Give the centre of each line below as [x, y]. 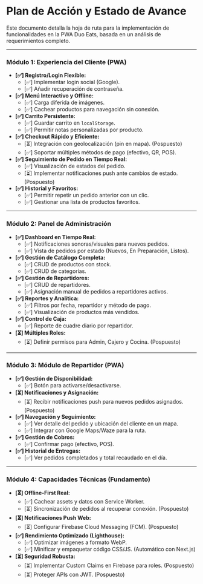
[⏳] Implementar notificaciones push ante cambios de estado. [101, 173]
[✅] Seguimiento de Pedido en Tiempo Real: [71, 159]
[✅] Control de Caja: [40, 318]
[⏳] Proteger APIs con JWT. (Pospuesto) [74, 575]
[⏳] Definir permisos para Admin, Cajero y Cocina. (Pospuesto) [102, 342]
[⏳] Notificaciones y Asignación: [57, 392]
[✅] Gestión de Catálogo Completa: [60, 257]
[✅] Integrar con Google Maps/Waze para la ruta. [85, 430]
